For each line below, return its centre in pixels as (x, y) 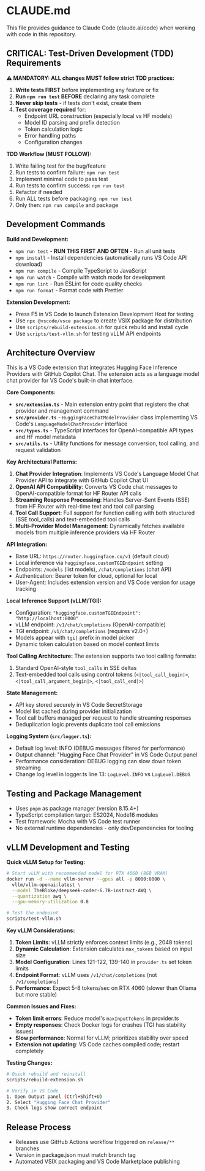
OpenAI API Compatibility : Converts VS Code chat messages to (96, 487)
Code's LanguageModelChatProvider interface (71, 424)
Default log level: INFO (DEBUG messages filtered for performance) (100, 748)
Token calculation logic (53, 129)
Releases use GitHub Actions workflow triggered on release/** (95, 1142)
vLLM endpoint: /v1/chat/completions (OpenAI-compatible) (91, 624)
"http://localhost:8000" (47, 619)
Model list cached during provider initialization (73, 711)
